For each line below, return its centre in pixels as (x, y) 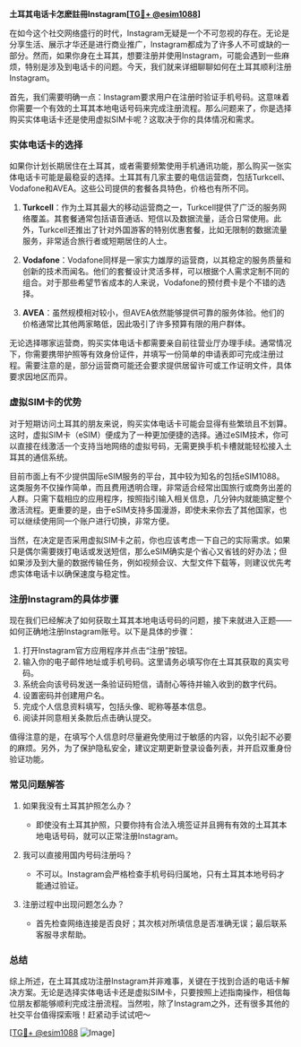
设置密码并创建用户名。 (65, 695)
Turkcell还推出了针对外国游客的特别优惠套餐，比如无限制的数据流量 (163, 230)
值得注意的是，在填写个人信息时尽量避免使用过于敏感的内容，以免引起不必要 (150, 736)
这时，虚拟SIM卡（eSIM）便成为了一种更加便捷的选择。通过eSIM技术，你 (145, 435)
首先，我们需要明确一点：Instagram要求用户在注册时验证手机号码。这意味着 (149, 97)
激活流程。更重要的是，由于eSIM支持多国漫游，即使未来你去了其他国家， (144, 509)
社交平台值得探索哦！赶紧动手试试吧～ (80, 1015)
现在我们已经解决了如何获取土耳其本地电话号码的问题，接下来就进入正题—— (150, 620)
